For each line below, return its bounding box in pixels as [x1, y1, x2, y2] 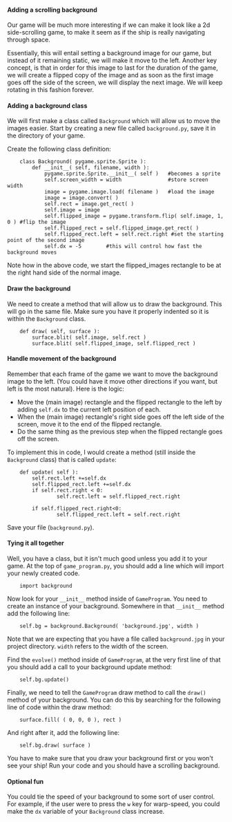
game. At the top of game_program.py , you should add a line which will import [7, 562, 224, 570]
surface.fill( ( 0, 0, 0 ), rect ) [19, 716, 122, 724]
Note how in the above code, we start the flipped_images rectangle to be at [7, 261, 222, 270]
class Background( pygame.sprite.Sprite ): [19, 158, 147, 165]
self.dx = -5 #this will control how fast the [43, 243, 202, 250]
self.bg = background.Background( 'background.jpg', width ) [19, 623, 199, 630]
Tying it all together [7, 539, 64, 548]
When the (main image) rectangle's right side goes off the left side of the [17, 412, 224, 421]
